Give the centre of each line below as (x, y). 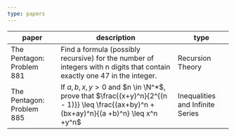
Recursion (195, 58)
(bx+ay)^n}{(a (84, 113)
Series (188, 113)
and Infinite (197, 104)
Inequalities (197, 95)
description (116, 37)
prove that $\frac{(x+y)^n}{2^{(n (114, 95)
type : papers (26, 14)
